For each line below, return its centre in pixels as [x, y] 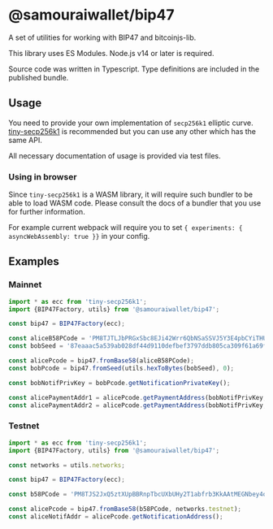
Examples [34, 262]
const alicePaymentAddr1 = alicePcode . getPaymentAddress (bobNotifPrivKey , [138, 397]
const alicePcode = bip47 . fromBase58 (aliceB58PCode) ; [102, 361]
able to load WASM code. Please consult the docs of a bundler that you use [135, 203]
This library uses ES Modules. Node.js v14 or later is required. [111, 53]
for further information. [47, 212]
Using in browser [43, 176]
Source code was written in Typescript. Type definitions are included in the [134, 69]
